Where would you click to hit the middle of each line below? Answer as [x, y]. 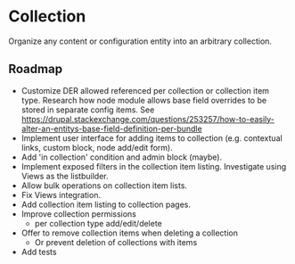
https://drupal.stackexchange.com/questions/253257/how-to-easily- [148, 119]
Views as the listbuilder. [65, 176]
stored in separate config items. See [88, 110]
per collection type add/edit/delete [98, 223]
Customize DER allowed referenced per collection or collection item [145, 90]
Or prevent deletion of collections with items [116, 242]
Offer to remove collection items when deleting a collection [129, 233]
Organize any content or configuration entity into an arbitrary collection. [140, 41]
